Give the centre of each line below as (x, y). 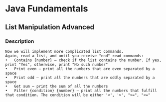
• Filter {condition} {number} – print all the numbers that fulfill (81, 91)
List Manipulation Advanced (50, 27)
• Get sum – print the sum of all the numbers (57, 86)
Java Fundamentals (47, 9)
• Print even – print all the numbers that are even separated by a (80, 69)
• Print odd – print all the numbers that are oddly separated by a (80, 78)
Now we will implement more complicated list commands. (64, 51)
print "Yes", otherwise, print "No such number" (57, 64)
